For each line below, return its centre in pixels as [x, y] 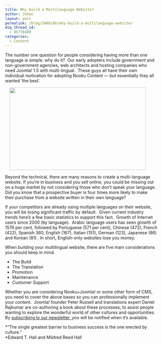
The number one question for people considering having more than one [76, 55]
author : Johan [19, 14]
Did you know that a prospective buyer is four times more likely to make [76, 192]
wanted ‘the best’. [23, 81]
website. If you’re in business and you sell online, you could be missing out [79, 182]
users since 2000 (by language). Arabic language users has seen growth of [81, 222]
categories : [17, 37]
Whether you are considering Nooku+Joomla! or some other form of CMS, [79, 292]
